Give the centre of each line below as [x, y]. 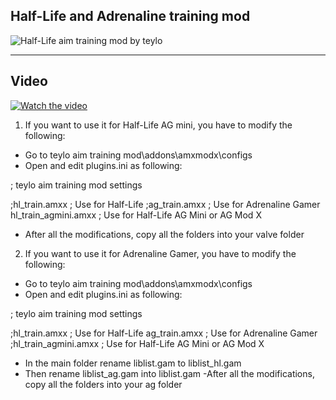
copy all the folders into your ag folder [103, 384]
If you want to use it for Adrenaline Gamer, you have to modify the [160, 253]
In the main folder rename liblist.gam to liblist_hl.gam [133, 363]
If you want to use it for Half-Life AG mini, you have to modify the [158, 125]
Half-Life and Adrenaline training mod [130, 16]
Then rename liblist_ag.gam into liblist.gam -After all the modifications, [169, 373]
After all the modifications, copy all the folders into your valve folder [164, 234]
